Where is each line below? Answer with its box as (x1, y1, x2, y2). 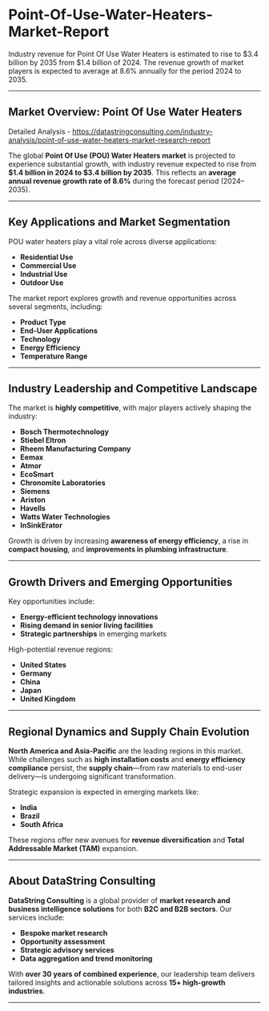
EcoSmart (19, 470, 54, 479)
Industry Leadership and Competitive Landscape (8, 382, 258, 395)
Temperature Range (19, 351, 88, 361)
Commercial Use (19, 260, 77, 270)
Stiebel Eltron (19, 435, 66, 445)
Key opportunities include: (8, 596, 95, 606)
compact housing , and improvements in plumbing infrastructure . (8, 544, 229, 554)
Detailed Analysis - (8, 126, 70, 136)
